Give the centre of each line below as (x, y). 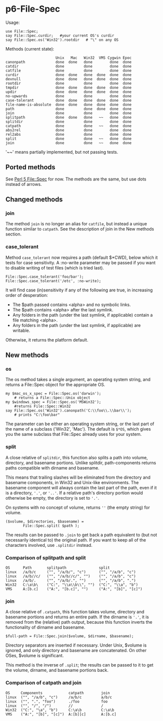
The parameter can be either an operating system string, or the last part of (80, 424)
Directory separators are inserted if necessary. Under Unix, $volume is (76, 645)
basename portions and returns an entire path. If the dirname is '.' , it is (77, 617)
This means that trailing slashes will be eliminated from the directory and (78, 477)
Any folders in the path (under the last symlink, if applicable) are (77, 325)
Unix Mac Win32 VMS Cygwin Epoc (94, 58)
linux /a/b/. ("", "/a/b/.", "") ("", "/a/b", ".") (71, 581)
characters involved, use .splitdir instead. (49, 545)
